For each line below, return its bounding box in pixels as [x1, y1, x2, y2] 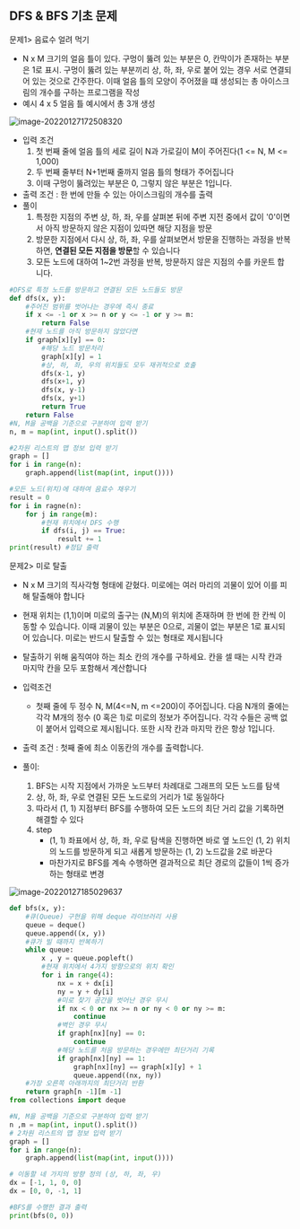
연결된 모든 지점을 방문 [55, 245, 133, 256]
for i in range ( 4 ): [41, 970, 115, 980]
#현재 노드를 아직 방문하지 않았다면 [25, 327, 138, 337]
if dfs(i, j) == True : [41, 526, 126, 536]
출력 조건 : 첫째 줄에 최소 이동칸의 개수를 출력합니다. [21, 742, 204, 753]
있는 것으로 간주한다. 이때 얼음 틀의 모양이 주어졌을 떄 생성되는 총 [31, 75, 259, 86]
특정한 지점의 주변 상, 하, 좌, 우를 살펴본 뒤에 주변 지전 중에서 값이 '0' [35, 211, 276, 222]
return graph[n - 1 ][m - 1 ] [25, 1087, 123, 1097]
